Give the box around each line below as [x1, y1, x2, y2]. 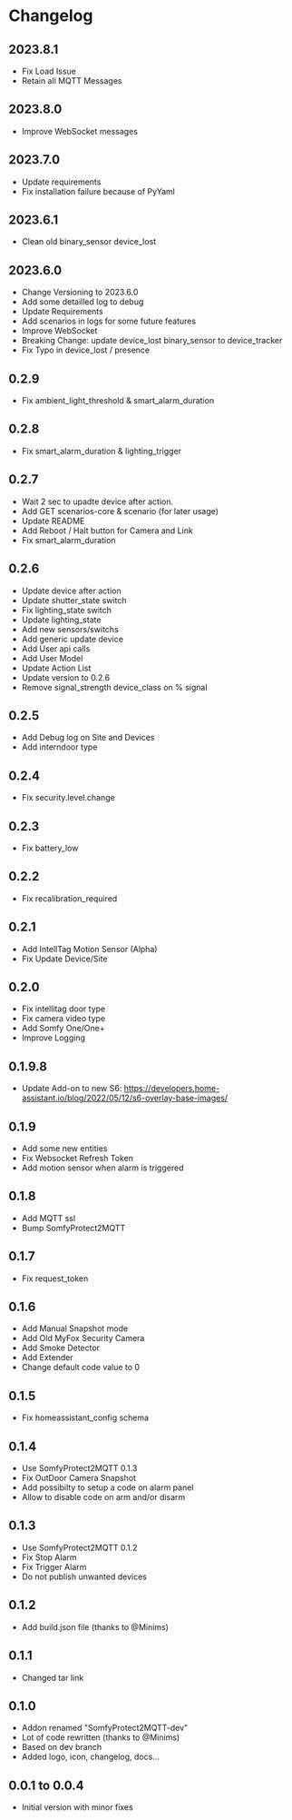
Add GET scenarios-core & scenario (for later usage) [21, 505, 219, 516]
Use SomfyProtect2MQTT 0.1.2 [21, 1542, 138, 1553]
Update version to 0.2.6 [21, 671, 111, 682]
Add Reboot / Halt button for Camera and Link [21, 524, 194, 536]
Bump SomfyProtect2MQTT [21, 1222, 126, 1233]
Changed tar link [21, 1672, 84, 1683]
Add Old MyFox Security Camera [21, 1333, 145, 1344]
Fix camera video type [21, 1013, 106, 1024]
